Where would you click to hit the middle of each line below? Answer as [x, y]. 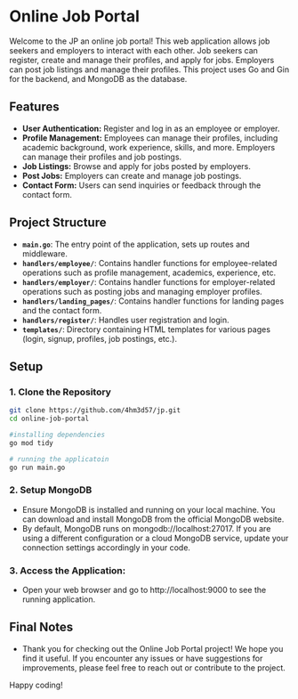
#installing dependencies [57, 435]
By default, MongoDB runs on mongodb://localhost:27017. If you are [146, 528]
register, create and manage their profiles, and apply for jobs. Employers [142, 60]
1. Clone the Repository [60, 392]
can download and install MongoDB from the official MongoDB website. [153, 519]
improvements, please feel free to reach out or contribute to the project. [154, 667]
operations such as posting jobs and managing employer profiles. [142, 291]
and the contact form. [62, 310]
